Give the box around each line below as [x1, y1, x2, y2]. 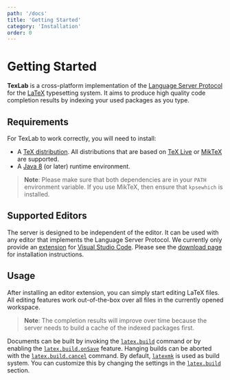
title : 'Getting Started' [7, 16, 81, 23]
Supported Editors [7, 210, 87, 222]
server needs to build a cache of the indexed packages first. [23, 324, 194, 332]
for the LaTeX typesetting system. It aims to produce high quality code [7, 89, 206, 97]
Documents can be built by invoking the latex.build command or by [7, 337, 201, 345]
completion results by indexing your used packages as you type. [7, 96, 190, 104]
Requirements [7, 116, 69, 128]
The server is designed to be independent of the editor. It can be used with [7, 228, 219, 236]
